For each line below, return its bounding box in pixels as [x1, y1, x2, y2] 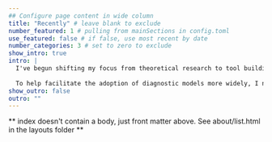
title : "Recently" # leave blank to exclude [8, 19, 161, 27]
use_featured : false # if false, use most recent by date [8, 34, 208, 43]
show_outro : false [8, 86, 70, 95]
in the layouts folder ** [8, 125, 84, 135]
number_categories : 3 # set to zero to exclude [8, 42, 172, 50]
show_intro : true [8, 49, 67, 57]
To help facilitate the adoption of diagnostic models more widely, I [15, 79, 259, 87]
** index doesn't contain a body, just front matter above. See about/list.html [8, 116, 261, 126]
